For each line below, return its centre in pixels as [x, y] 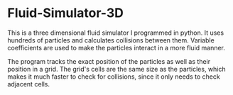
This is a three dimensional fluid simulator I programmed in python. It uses [116, 33]
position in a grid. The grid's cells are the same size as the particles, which [116, 69]
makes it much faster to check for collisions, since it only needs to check [114, 77]
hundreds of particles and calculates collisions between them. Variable [111, 40]
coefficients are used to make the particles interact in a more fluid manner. [116, 47]
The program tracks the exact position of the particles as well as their [109, 61]
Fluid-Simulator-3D [66, 13]
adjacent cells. [28, 84]
